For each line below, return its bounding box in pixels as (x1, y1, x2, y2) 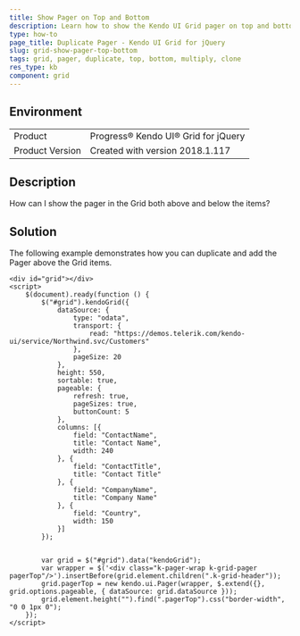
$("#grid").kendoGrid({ (41, 298, 129, 307)
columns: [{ (56, 423, 102, 432)
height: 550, (56, 368, 105, 378)
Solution (9, 224, 57, 239)
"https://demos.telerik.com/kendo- (112, 330, 246, 339)
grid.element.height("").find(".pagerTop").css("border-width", (41, 595, 286, 604)
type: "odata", (72, 314, 129, 322)
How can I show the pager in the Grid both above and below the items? (9, 198, 271, 209)
